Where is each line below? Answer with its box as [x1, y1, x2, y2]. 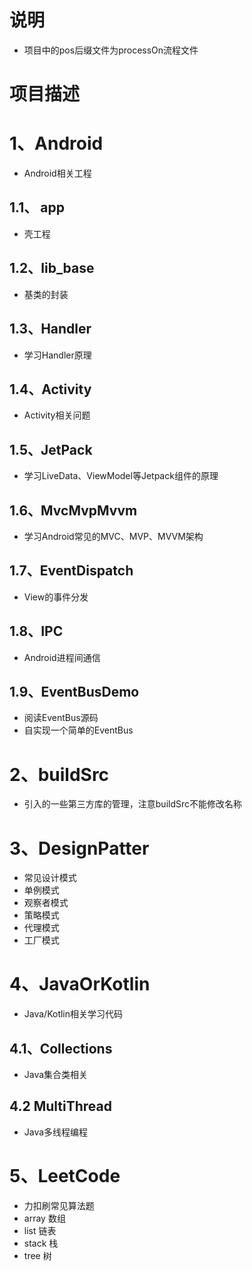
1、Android [9, 132, 104, 155]
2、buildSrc [9, 763, 110, 786]
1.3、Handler [9, 321, 92, 338]
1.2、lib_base [9, 260, 95, 277]
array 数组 [23, 1212, 66, 1224]
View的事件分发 [23, 591, 89, 603]
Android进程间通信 [23, 651, 101, 663]
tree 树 [23, 1249, 52, 1261]
